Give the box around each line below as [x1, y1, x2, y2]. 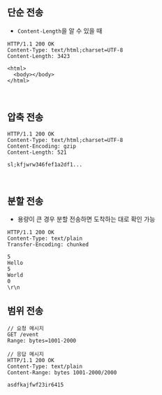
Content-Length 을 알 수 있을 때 [17, 27, 103, 35]
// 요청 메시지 [7, 325, 44, 332]
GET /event [7, 331, 39, 338]
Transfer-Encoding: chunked [7, 241, 89, 248]
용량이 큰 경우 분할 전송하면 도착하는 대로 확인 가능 [17, 215, 156, 224]
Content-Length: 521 [7, 149, 68, 156]
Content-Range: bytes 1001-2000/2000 [7, 369, 117, 376]
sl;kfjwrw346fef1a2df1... [7, 161, 82, 168]
